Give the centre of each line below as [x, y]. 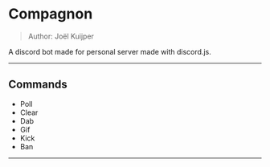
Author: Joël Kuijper [61, 36]
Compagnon [51, 14]
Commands [38, 85]
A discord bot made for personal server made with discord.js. [110, 51]
